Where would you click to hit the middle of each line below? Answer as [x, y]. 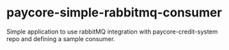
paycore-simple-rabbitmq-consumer [114, 13]
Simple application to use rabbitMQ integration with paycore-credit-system [112, 32]
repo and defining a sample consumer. [61, 38]
